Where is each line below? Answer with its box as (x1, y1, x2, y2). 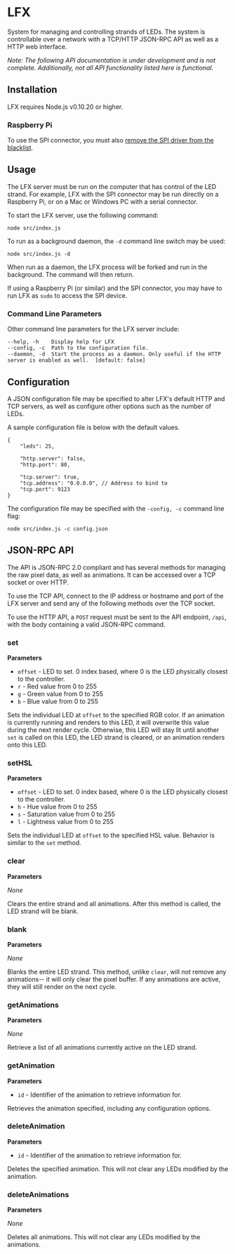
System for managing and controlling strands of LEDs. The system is (7, 27, 206, 36)
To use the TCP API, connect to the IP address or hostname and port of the (7, 592, 224, 600)
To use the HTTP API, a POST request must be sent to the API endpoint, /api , (7, 613, 227, 621)
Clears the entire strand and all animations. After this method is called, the (7, 899, 221, 908)
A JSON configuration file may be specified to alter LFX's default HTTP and (7, 394, 226, 403)
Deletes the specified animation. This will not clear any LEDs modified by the (7, 1164, 229, 1173)
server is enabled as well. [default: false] (7, 357, 146, 364)
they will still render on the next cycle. (7, 982, 117, 991)
